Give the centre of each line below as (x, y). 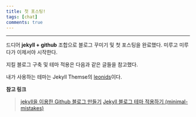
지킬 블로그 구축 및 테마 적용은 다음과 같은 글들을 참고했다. (72, 65)
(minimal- (177, 102)
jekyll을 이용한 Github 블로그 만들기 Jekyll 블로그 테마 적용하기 (92, 102)
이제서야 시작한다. (37, 52)
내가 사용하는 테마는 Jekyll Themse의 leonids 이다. (64, 77)
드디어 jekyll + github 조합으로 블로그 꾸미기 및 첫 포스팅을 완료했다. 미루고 (92, 45)
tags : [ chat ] (22, 17)
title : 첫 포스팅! (26, 11)
